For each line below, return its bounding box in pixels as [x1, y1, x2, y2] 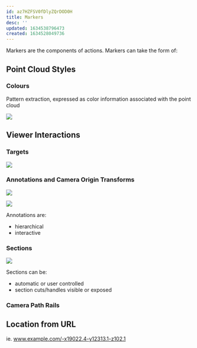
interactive [14, 229, 41, 236]
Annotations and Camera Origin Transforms [6, 175, 135, 184]
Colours [6, 82, 30, 90]
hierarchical [14, 223, 44, 230]
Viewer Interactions [6, 130, 81, 140]
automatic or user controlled [14, 280, 84, 288]
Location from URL [6, 320, 76, 330]
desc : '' [6, 20, 28, 25]
